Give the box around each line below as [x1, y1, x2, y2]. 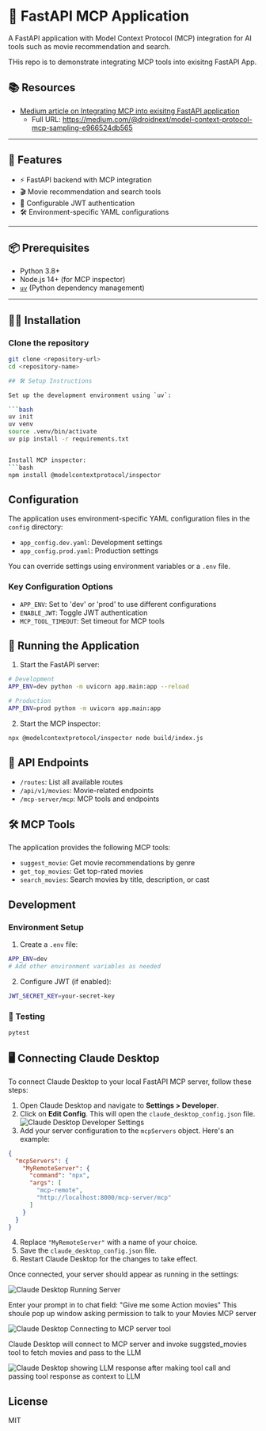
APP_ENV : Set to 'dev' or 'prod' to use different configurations [19, 599, 217, 609]
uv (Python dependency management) [19, 283, 145, 292]
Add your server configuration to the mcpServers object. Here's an [19, 1125, 234, 1135]
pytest [8, 1029, 30, 1037]
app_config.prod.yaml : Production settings [19, 546, 159, 555]
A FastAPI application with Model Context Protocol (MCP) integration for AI [8, 33, 252, 43]
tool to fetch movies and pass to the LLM [8, 1348, 142, 1357]
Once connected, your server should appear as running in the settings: [8, 1269, 239, 1279]
